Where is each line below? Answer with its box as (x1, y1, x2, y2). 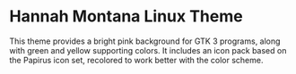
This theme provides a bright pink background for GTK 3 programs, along (9, 36, 281, 46)
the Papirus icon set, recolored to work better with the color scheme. (9, 54, 264, 65)
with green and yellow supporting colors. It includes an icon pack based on (9, 45, 287, 55)
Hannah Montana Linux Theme (9, 6, 244, 27)
